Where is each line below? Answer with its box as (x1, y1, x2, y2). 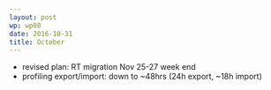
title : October (9, 37, 65, 47)
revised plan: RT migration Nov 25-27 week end (21, 62, 196, 72)
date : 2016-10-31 (9, 29, 73, 38)
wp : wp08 (9, 21, 41, 30)
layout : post (9, 12, 57, 22)
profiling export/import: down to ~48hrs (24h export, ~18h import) (21, 71, 262, 82)
